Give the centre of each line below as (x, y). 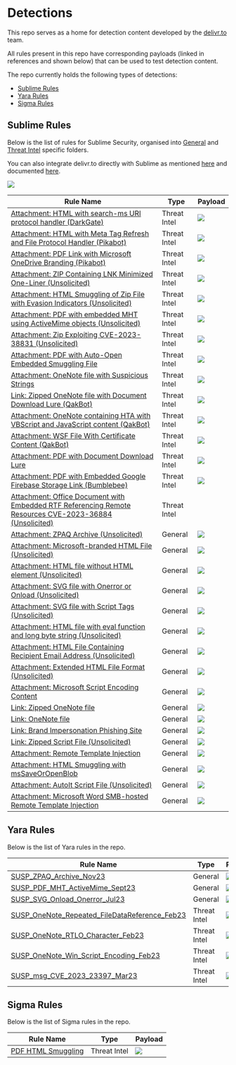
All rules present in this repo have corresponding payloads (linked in (106, 53)
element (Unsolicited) (46, 575)
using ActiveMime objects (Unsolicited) (76, 323)
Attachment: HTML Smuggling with (68, 765)
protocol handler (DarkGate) (57, 222)
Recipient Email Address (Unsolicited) (73, 656)
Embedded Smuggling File (54, 364)
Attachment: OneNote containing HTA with (81, 415)
